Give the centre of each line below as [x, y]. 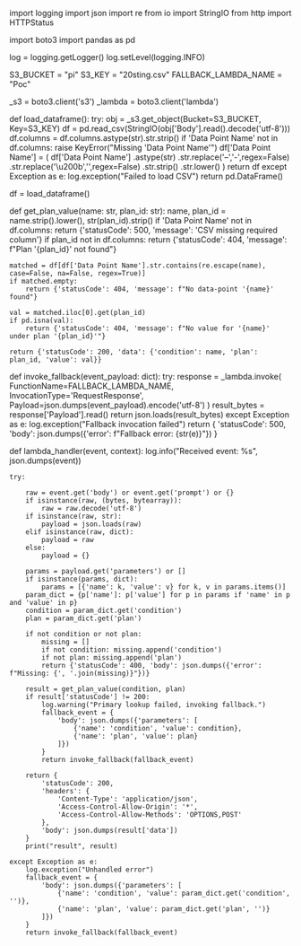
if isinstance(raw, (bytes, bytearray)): [103, 501]
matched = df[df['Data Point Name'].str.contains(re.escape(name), [138, 266]
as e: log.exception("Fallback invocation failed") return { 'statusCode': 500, [148, 424]
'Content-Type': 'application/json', [128, 799]
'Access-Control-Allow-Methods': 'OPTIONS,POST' [150, 815]
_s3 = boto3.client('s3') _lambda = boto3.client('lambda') [114, 101]
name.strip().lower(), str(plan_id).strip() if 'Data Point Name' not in [131, 220]
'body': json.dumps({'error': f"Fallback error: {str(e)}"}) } [113, 434]
